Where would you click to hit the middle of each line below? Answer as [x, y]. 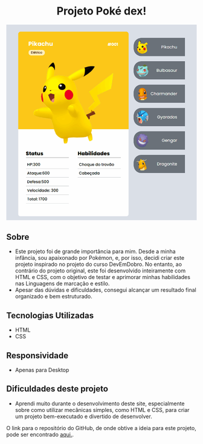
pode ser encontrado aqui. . [40, 434]
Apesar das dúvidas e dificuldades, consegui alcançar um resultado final [105, 290]
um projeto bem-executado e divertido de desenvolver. [83, 416]
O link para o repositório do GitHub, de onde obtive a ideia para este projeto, [101, 428]
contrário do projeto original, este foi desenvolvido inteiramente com [100, 271]
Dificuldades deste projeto [57, 389]
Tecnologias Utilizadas [50, 315]
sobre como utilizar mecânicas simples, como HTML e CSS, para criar [102, 410]
